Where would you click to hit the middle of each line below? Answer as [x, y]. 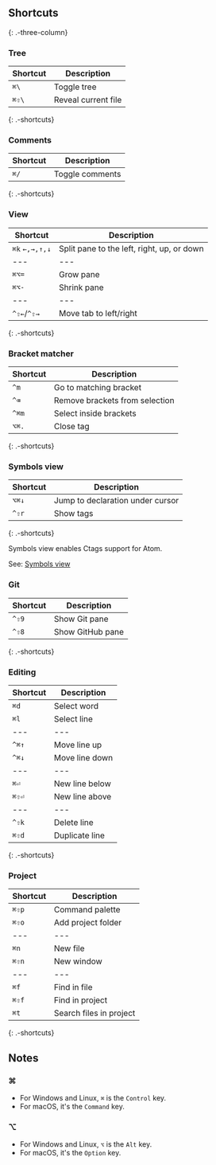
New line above [83, 796]
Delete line [74, 822]
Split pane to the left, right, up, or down [131, 248]
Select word [77, 706]
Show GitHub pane [89, 631]
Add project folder [88, 923]
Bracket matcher [41, 354]
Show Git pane [81, 619]
